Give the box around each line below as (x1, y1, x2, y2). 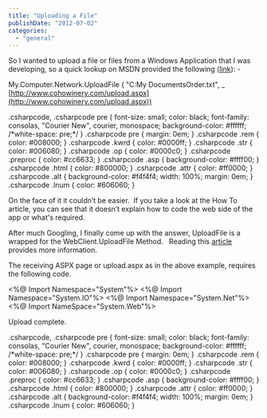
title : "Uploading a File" (8, 11, 98, 20)
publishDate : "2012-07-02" (8, 19, 98, 27)
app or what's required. (8, 213, 85, 222)
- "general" (15, 34, 56, 42)
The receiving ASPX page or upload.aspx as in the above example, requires (8, 261, 257, 270)
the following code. (8, 269, 72, 279)
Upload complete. (8, 317, 67, 327)
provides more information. (8, 245, 97, 255)
